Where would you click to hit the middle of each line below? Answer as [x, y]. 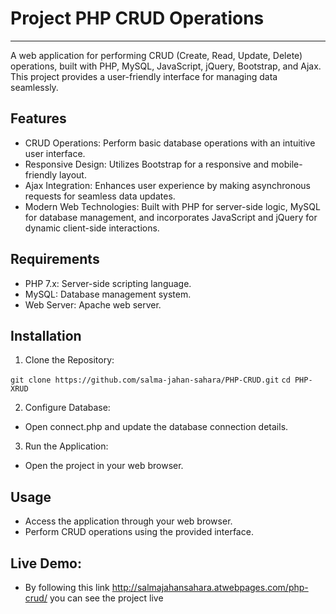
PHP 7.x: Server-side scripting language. [108, 283]
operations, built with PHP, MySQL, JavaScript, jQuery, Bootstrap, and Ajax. [166, 66]
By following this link [67, 587]
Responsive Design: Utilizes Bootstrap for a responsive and [147, 164]
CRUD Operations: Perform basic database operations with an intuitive [170, 143]
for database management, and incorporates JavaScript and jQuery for [171, 217]
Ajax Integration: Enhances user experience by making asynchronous [167, 185]
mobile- [287, 164]
